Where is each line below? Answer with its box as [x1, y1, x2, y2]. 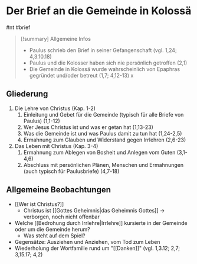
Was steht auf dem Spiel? [23, 232, 86, 239]
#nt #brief [6, 24, 31, 31]
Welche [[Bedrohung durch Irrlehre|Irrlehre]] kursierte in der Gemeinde [14, 219, 188, 226]
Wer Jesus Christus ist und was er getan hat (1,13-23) [23, 123, 153, 131]
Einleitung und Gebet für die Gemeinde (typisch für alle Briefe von [23, 111, 184, 118]
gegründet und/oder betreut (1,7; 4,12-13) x [29, 72, 134, 79]
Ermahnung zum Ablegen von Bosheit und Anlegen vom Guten [23, 149, 176, 156]
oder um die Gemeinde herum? [14, 226, 90, 233]
